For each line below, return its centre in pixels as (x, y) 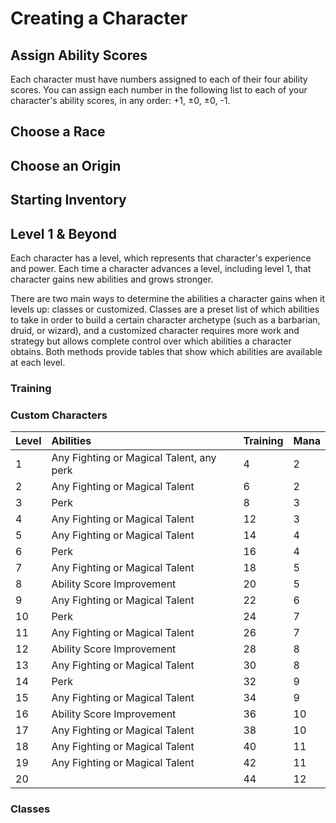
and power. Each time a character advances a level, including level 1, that (161, 268)
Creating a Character (99, 18)
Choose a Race (58, 132)
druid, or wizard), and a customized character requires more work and (155, 330)
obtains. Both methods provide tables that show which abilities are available (166, 351)
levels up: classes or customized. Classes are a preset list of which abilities (165, 309)
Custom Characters (59, 415)
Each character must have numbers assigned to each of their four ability (159, 79)
